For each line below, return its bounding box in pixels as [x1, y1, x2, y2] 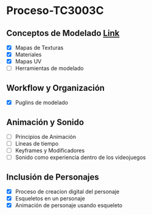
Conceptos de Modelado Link [6, 28, 120, 38]
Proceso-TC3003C [6, 4, 105, 18]
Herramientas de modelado [15, 65, 84, 72]
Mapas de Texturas [15, 44, 64, 51]
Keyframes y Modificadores [15, 147, 85, 154]
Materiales [15, 51, 42, 58]
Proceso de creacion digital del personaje [15, 188, 120, 195]
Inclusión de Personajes [6, 172, 99, 182]
